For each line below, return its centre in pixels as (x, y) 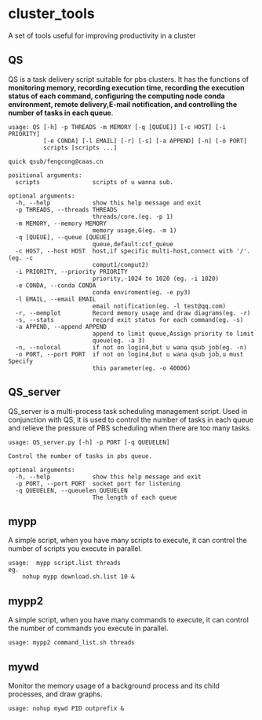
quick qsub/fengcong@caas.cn (56, 161)
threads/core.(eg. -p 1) (133, 216)
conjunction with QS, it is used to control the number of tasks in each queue (131, 419)
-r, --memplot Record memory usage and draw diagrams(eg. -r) (133, 313)
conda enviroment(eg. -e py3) (142, 292)
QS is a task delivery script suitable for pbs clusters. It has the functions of (129, 79)
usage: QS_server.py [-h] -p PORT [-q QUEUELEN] (89, 442)
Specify (21, 361)
